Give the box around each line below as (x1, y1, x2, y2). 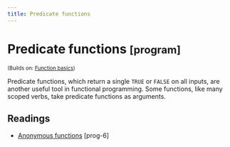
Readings (7, 112, 51, 124)
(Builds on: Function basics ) (7, 65, 76, 72)
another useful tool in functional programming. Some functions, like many (7, 85, 223, 93)
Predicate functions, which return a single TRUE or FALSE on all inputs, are (7, 77, 220, 85)
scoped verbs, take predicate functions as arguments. (7, 92, 166, 100)
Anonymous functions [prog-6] (17, 131, 109, 140)
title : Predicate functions (7, 10, 91, 18)
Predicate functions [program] (7, 40, 182, 57)
